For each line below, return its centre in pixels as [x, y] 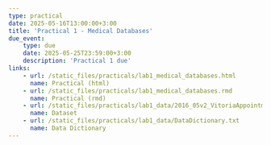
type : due [40, 46]
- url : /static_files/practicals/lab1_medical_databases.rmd [127, 91]
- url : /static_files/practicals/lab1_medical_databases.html [129, 76]
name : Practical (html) [70, 83]
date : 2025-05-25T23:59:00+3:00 [77, 53]
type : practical [35, 16]
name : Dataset [54, 114]
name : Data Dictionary [68, 128]
